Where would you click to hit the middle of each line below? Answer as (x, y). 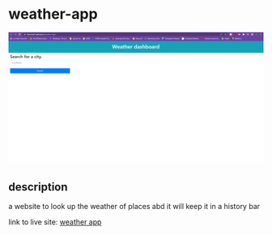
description (38, 187)
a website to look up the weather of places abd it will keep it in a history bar (134, 207)
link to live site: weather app (55, 222)
